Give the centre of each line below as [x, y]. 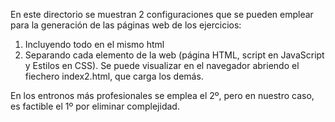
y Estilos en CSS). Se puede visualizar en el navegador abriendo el [162, 65]
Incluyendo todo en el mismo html [94, 44]
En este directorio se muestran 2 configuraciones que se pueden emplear [162, 14]
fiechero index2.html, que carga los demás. [114, 76]
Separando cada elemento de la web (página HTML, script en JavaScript [174, 55]
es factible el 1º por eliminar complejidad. [95, 106]
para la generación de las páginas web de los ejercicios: [126, 25]
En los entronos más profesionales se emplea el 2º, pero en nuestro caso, [162, 95]
